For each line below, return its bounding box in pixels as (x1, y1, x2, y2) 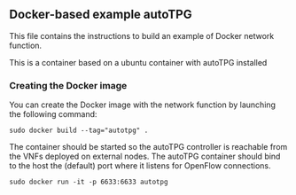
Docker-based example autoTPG (9, 7, 192, 22)
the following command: (9, 109, 97, 120)
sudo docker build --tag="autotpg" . (9, 126, 149, 136)
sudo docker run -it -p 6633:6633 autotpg (9, 177, 168, 187)
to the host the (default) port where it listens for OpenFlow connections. (9, 160, 272, 171)
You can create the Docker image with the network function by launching (9, 99, 277, 110)
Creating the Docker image (9, 79, 128, 91)
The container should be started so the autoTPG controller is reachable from (9, 142, 288, 152)
